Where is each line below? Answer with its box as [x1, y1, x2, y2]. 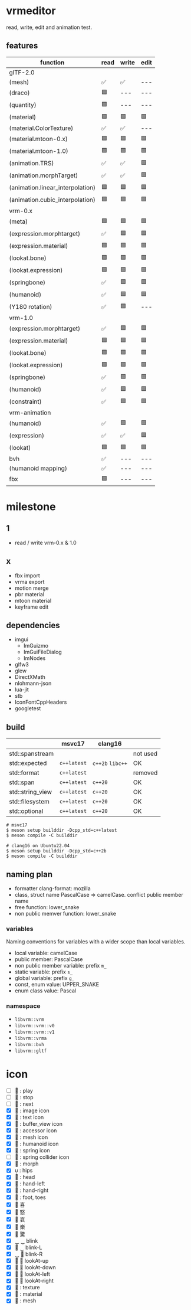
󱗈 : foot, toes [14, 1194, 46, 1201]
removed [133, 769, 158, 777]
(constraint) [9, 397, 42, 406]
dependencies [6, 620, 60, 630]
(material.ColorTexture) [9, 124, 74, 132]
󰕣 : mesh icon [14, 1133, 48, 1141]
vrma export [14, 578, 45, 585]
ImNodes [23, 655, 46, 662]
